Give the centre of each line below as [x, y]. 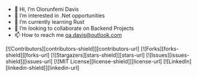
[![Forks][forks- [160, 49]
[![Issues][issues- [168, 55]
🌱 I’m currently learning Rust [49, 22]
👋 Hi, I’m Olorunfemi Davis [46, 9]
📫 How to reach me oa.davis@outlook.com [68, 35]
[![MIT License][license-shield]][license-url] [108, 61]
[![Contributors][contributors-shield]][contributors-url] [73, 49]
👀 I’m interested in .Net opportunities [60, 16]
